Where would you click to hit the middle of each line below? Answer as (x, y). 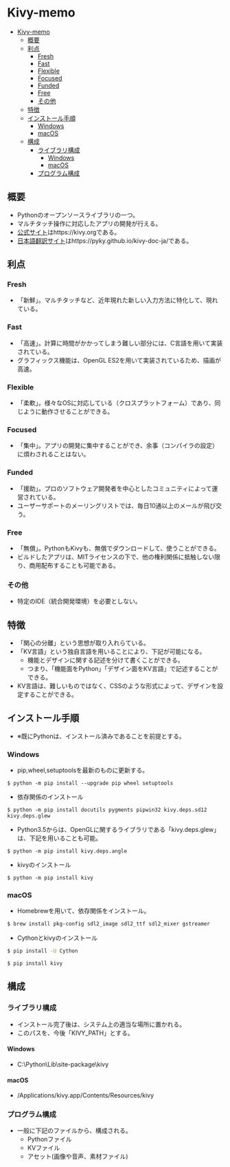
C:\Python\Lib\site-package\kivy (63, 1064)
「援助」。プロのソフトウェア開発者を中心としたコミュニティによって (114, 488)
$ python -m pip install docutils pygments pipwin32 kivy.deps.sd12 (107, 810)
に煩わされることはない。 (53, 454)
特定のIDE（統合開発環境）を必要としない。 (79, 601)
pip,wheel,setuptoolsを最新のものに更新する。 (83, 770)
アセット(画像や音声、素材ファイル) (78, 1157)
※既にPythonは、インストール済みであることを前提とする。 (101, 736)
